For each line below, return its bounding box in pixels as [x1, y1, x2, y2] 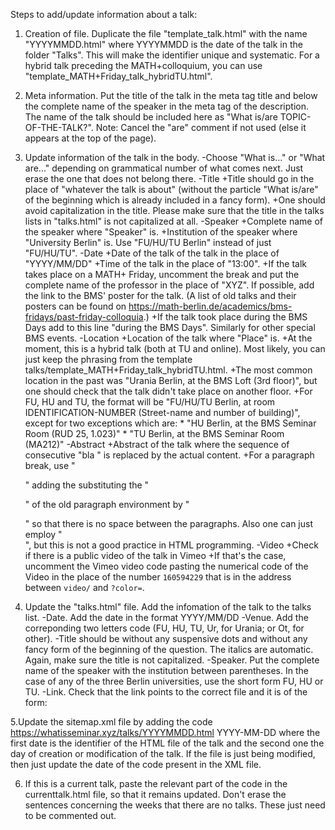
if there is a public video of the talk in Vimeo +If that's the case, [24, 550, 287, 561]
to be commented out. [24, 810, 117, 821]
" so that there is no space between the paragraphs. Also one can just [24, 518, 313, 529]
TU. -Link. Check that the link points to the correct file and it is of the [24, 686, 308, 698]
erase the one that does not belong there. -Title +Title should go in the [24, 173, 315, 184]
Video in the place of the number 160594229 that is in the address [24, 571, 292, 583]
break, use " [24, 460, 76, 471]
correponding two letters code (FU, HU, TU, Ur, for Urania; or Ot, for [24, 622, 305, 634]
